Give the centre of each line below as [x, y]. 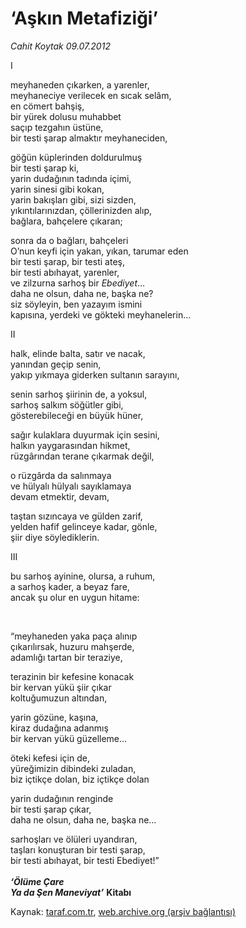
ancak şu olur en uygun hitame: [75, 597]
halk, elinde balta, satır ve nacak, [78, 353]
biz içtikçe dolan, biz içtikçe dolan [80, 779]
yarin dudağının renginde [62, 798]
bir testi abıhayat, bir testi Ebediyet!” [85, 860]
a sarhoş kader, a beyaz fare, [70, 586]
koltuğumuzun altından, [59, 698]
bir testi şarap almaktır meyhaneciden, [89, 138]
